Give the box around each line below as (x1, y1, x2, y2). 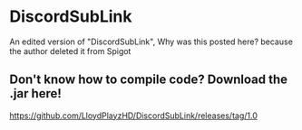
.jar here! (9, 86, 62, 101)
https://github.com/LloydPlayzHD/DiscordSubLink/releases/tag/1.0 (9, 110, 258, 121)
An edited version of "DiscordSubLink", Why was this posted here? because (9, 36, 293, 47)
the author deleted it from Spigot (9, 45, 132, 56)
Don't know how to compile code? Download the (9, 72, 288, 88)
